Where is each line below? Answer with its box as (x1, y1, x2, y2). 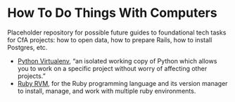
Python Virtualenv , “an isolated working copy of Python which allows (17, 56, 217, 65)
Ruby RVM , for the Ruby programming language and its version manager (17, 79, 228, 87)
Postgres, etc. (7, 43, 48, 51)
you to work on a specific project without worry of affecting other (17, 64, 208, 72)
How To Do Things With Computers (7, 5, 217, 21)
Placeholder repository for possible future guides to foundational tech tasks (7, 28, 227, 37)
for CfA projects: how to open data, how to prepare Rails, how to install (7, 35, 212, 44)
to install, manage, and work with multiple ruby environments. (17, 87, 196, 95)
